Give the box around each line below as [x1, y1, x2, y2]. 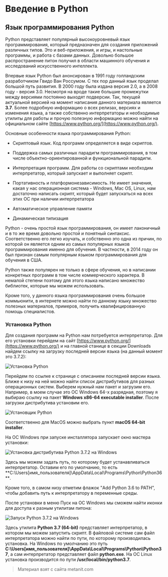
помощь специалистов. [5, 309, 56, 314]
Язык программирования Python [5, 23, 114, 32]
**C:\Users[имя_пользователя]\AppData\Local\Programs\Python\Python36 [5, 470, 162, 476]
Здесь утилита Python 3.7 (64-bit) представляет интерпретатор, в [5, 525, 147, 531]
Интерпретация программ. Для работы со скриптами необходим [12, 165, 153, 171]
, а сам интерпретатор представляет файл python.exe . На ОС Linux [8, 551, 152, 557]
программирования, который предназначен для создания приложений [5, 42, 158, 48]
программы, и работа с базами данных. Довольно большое [5, 52, 134, 58]
